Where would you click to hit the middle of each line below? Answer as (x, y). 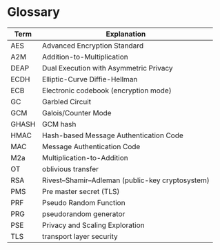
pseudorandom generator (84, 213)
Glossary (34, 12)
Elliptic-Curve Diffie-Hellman (90, 79)
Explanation (126, 34)
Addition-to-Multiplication (86, 57)
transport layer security (80, 236)
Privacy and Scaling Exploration (93, 225)
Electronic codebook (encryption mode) (107, 90)
